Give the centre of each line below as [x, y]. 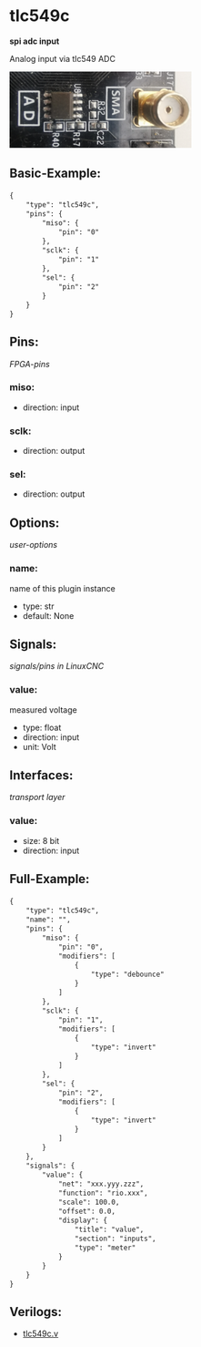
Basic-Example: [55, 174]
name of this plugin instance [63, 588]
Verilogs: [35, 1312]
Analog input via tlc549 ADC [63, 58]
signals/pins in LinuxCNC [57, 666]
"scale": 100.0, [89, 1202]
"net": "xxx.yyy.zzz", [101, 1184]
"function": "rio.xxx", [103, 1193]
